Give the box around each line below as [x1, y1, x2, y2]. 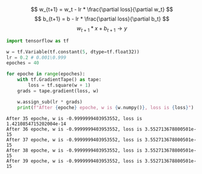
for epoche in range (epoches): [6, 71, 86, 77]
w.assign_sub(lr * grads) [17, 99, 83, 105]
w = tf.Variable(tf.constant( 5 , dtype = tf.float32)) [6, 49, 140, 55]
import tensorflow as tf [6, 38, 69, 44]
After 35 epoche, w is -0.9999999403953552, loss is [6, 115, 143, 121]
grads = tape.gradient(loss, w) [17, 88, 99, 94]
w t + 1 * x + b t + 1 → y [76, 25, 127, 33]
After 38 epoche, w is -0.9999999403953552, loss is [6, 147, 143, 153]
